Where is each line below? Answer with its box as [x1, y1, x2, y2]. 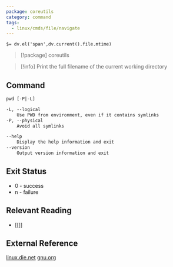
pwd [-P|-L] [6, 96, 35, 102]
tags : [6, 19, 19, 25]
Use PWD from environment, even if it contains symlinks [16, 112, 159, 118]
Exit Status [6, 167, 47, 177]
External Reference [6, 238, 78, 248]
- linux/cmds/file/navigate [11, 25, 81, 31]
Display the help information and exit [16, 139, 115, 145]
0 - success [14, 182, 44, 189]
